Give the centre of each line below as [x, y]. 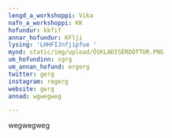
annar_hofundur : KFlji [45, 37]
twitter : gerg [32, 74]
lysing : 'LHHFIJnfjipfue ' [52, 45]
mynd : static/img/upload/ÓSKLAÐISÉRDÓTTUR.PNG [86, 52]
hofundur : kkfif [35, 30]
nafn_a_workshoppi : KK [45, 23]
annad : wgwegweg [35, 96]
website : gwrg [32, 89]
